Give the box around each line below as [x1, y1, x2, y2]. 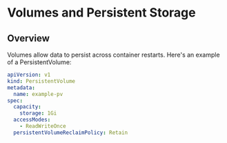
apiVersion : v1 [7, 71, 51, 78]
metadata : [7, 84, 36, 91]
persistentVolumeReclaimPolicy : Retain [13, 129, 128, 136]
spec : [7, 97, 23, 104]
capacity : [13, 104, 41, 111]
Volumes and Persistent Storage [7, 5, 196, 21]
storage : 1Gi [19, 110, 57, 117]
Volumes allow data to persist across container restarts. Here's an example [7, 50, 220, 59]
